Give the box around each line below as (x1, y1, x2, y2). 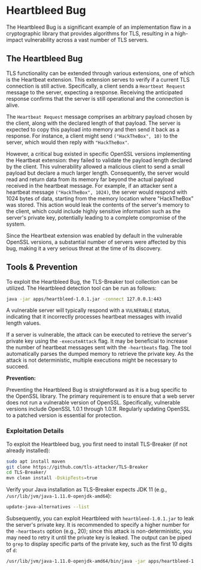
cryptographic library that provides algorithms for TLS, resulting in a (6, 29, 174, 37)
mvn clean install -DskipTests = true (6, 475, 98, 481)
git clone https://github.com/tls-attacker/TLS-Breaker (6, 464, 148, 470)
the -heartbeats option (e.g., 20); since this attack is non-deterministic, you (6, 527, 193, 535)
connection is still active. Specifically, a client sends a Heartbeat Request (6, 82, 185, 89)
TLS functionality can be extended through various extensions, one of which (6, 70, 195, 77)
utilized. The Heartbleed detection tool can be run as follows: (6, 284, 157, 292)
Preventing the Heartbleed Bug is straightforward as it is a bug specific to (6, 386, 187, 394)
